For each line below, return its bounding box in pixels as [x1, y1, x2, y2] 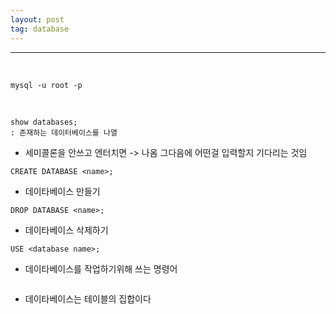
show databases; [10, 117, 78, 127]
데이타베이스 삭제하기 [24, 224, 109, 236]
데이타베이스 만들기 [24, 185, 101, 197]
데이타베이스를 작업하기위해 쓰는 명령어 [24, 262, 178, 275]
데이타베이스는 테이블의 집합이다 [24, 292, 152, 305]
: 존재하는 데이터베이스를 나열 [10, 127, 118, 138]
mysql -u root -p [10, 80, 83, 90]
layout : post [10, 14, 65, 25]
